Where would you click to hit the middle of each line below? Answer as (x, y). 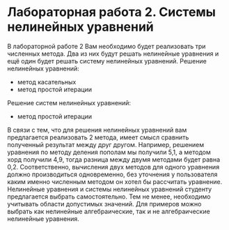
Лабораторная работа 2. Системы (111, 12)
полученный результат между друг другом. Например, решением (106, 144)
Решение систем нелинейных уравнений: (69, 102)
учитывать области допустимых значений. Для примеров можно (104, 204)
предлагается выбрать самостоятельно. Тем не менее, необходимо (109, 197)
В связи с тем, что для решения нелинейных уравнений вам (97, 130)
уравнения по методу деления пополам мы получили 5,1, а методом (109, 152)
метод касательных (47, 82)
